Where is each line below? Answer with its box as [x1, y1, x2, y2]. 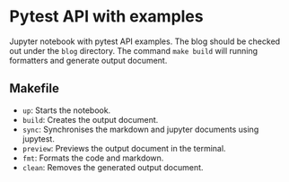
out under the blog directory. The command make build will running [9, 45, 258, 56]
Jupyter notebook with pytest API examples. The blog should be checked [9, 36, 281, 47]
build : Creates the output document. [22, 114, 159, 125]
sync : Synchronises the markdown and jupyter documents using [22, 124, 259, 134]
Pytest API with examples [9, 6, 204, 27]
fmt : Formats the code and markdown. [22, 152, 164, 163]
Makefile [9, 81, 60, 96]
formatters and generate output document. [9, 55, 168, 65]
